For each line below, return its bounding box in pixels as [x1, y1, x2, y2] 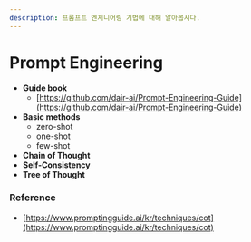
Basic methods [22, 111, 81, 122]
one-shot [35, 131, 71, 141]
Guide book [22, 82, 68, 93]
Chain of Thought [22, 150, 91, 160]
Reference [9, 191, 56, 204]
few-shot [35, 140, 71, 150]
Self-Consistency [22, 160, 91, 170]
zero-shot [35, 121, 73, 131]
